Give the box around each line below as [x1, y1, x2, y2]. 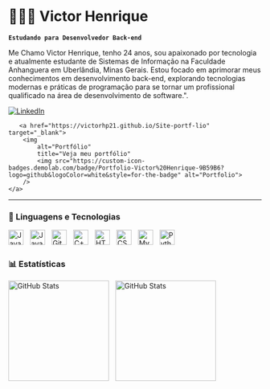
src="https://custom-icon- [55, 157, 146, 165]
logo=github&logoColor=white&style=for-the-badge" [8, 170, 182, 179]
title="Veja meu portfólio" [37, 149, 131, 158]
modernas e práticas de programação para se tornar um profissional [8, 82, 235, 92]
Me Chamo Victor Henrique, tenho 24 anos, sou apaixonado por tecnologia [8, 47, 257, 57]
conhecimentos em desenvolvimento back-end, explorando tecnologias [8, 73, 246, 83]
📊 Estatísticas [8, 259, 66, 270]
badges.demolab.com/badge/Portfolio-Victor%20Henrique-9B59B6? [8, 164, 225, 172]
